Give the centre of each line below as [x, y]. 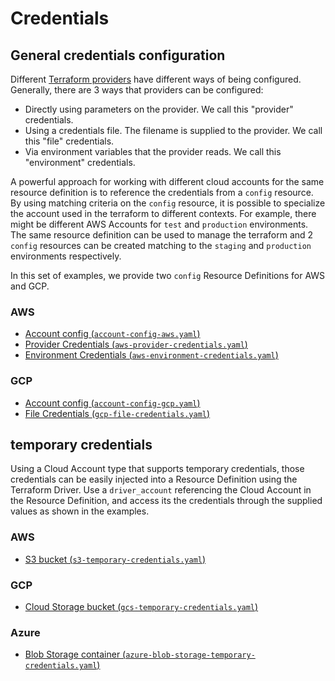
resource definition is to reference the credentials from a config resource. [162, 192]
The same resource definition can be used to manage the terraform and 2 [162, 235]
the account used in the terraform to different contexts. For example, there [163, 213]
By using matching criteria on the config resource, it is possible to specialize [168, 203]
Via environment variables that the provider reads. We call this [153, 151]
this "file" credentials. [69, 141]
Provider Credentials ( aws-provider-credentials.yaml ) [136, 344]
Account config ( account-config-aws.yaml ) [112, 334]
